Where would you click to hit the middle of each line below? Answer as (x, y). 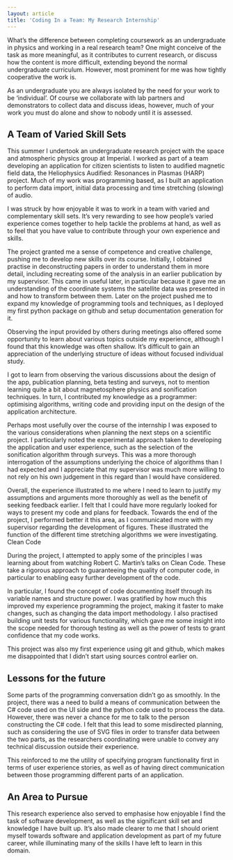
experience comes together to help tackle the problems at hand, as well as (114, 224)
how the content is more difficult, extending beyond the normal (97, 62)
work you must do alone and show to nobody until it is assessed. (100, 113)
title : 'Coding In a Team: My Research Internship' (83, 20)
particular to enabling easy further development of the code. (94, 578)
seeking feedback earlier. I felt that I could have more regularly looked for (112, 505)
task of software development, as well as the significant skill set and (105, 820)
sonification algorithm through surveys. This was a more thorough (102, 455)
